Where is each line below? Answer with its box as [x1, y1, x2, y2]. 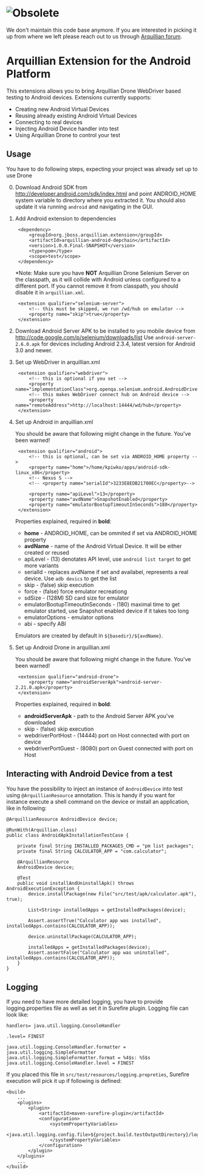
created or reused [24, 548, 70, 556]
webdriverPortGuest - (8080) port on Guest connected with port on [24, 744, 193, 752]
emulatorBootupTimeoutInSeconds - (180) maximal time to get [24, 600, 180, 608]
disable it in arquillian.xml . [15, 288, 85, 296]
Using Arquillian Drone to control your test [15, 131, 120, 138]
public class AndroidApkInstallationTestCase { [6, 832, 129, 838]
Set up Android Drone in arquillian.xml [15, 644, 110, 651]
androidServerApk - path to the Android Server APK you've [24, 712, 174, 719]
